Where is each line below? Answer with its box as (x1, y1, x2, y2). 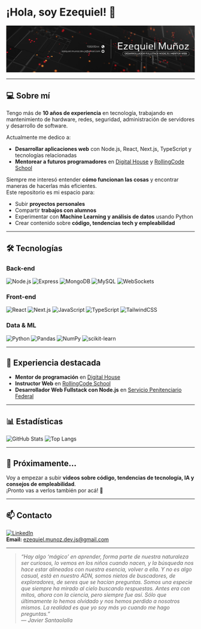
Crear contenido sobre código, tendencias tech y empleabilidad (14, 220, 175, 227)
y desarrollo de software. (6, 122, 68, 129)
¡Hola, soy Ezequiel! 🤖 (6, 5, 116, 19)
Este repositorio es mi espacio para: (6, 189, 95, 196)
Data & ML (6, 321, 37, 330)
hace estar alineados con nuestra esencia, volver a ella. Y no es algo (20, 566, 193, 573)
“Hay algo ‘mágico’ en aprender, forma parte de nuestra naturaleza (20, 553, 189, 560)
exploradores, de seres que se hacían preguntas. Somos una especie (20, 578, 193, 585)
